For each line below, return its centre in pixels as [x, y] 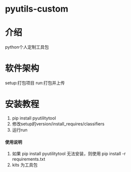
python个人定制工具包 [27, 47]
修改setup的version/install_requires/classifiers [58, 124]
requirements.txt [29, 159]
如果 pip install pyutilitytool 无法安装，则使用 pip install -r [69, 154]
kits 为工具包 [25, 165]
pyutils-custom [37, 9]
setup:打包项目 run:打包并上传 [35, 83]
